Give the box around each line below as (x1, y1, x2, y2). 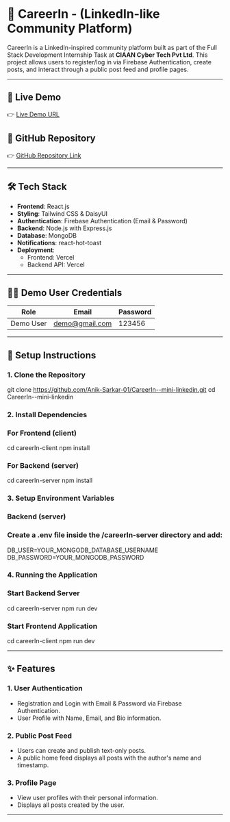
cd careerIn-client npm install (7, 444, 90, 452)
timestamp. (16, 761, 49, 769)
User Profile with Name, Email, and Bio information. (16, 714, 162, 722)
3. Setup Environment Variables (7, 493, 115, 503)
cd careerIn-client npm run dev (7, 637, 95, 645)
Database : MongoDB (16, 232, 77, 240)
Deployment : (16, 246, 55, 254)
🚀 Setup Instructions (7, 349, 97, 361)
